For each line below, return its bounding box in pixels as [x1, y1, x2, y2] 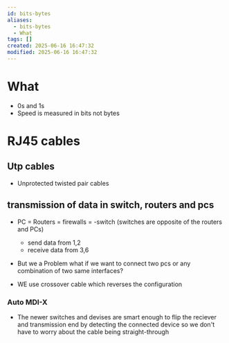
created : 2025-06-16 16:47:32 [7, 42, 95, 49]
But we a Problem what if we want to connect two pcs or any [17, 259, 191, 267]
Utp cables [7, 161, 55, 173]
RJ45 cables [7, 133, 81, 149]
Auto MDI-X [7, 297, 48, 307]
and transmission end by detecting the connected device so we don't [17, 320, 215, 328]
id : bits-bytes [7, 10, 51, 17]
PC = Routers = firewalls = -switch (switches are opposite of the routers [17, 218, 223, 226]
